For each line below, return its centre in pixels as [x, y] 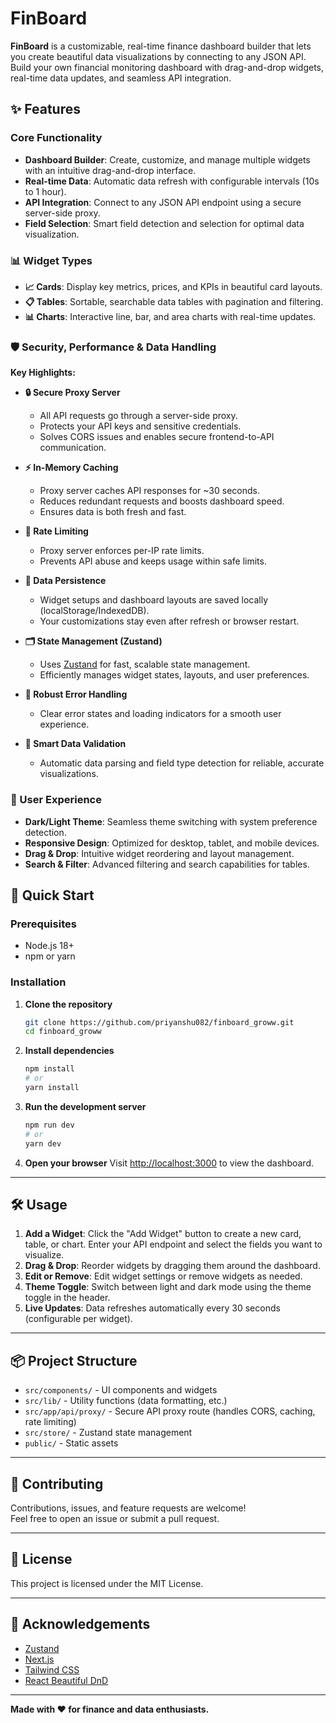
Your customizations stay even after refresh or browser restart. [169, 621]
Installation [38, 982]
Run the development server [85, 1106]
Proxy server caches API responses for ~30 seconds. [149, 491]
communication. [73, 448]
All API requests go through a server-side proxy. [138, 416]
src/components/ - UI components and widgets [121, 1390]
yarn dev [43, 1143]
